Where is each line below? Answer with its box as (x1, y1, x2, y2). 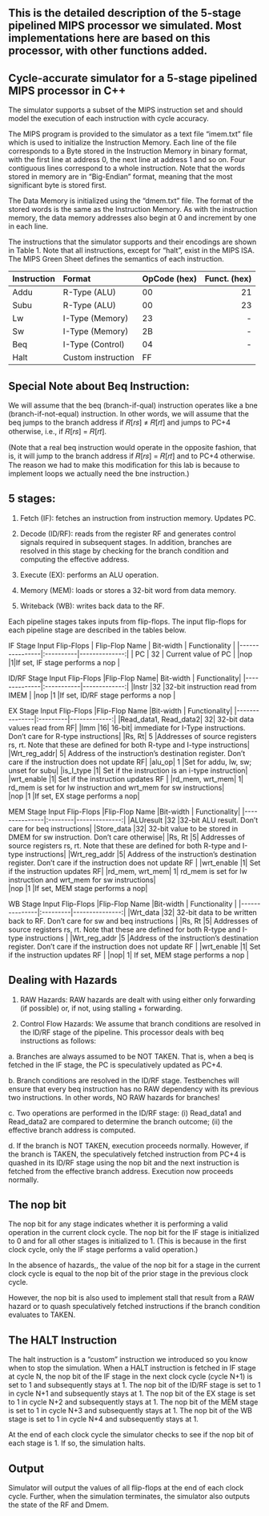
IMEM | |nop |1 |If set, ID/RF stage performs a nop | (8, 690, 176, 700)
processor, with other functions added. (8, 44, 208, 58)
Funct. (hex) (204, 273, 252, 284)
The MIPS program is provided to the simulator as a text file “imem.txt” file (8, 129, 254, 139)
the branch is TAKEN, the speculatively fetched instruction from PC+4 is (8, 1149, 247, 1159)
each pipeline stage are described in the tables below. (8, 625, 187, 635)
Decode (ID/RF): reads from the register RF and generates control (19, 529, 236, 539)
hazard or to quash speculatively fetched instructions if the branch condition (8, 1302, 261, 1311)
